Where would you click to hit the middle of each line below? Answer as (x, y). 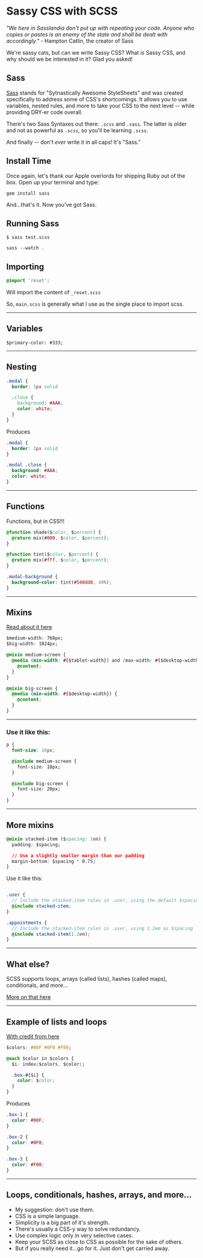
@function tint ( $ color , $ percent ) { (52, 554)
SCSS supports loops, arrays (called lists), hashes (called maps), (87, 979)
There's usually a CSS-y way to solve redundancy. (78, 1229)
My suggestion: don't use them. (55, 1209)
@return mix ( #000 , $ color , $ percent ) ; (61, 538)
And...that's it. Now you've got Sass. (51, 204)
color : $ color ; (36, 1081)
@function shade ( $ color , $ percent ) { (54, 532)
